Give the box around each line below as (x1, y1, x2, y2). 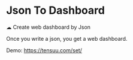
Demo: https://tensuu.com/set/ (6, 46, 83, 54)
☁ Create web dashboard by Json (6, 23, 91, 31)
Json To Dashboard (6, 4, 105, 17)
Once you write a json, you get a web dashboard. (6, 35, 128, 42)
